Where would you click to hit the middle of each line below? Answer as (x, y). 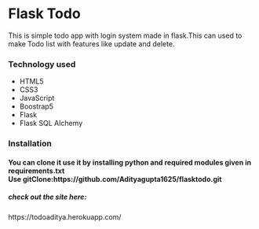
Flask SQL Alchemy (51, 124)
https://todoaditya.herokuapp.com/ (65, 216)
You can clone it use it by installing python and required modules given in (130, 162)
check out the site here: (47, 197)
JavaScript (37, 98)
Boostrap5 (36, 106)
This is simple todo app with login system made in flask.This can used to (125, 35)
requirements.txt (36, 171)
